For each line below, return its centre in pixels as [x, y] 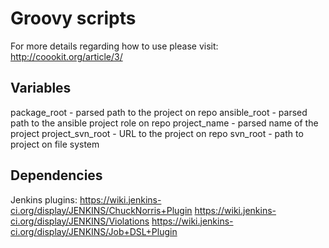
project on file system [55, 144]
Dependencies [56, 175]
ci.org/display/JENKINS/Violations [80, 221]
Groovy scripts [73, 18]
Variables [41, 88]
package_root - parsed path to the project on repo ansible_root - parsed [159, 112]
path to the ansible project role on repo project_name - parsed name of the [164, 123]
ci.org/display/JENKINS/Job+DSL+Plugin [94, 231]
